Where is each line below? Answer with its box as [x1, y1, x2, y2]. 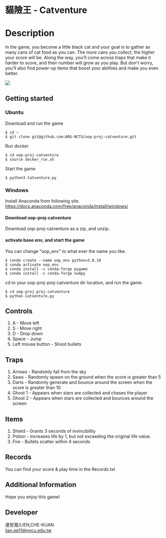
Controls [5, 307, 33, 315]
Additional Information [5, 480, 77, 489]
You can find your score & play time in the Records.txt [5, 466, 115, 472]
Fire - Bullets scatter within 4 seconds [12, 438, 90, 445]
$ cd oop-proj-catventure [5, 153, 59, 157]
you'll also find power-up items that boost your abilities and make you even [5, 65, 159, 71]
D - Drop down [12, 331, 43, 337]
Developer [5, 508, 38, 517]
